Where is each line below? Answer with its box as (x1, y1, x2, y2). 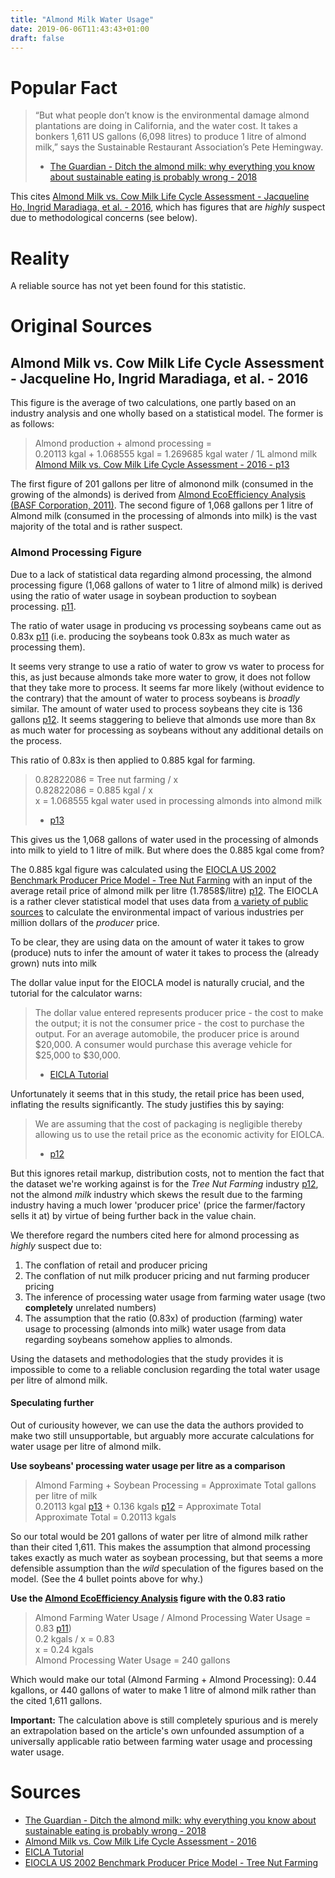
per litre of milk (34, 1489, 98, 1501)
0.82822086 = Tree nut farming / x (34, 773, 179, 785)
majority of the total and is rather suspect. (10, 521, 183, 533)
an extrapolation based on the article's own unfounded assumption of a (10, 1724, 305, 1736)
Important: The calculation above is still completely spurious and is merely (10, 1714, 318, 1726)
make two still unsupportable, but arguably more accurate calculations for (10, 1429, 315, 1441)
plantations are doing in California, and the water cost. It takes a (34, 120, 298, 132)
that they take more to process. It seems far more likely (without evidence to (10, 681, 325, 693)
